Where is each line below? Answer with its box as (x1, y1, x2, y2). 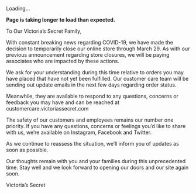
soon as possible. (6, 146, 49, 153)
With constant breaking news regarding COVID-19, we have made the (6, 39, 174, 46)
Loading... (6, 5, 30, 12)
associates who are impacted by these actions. (6, 58, 120, 64)
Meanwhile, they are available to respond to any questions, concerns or (6, 93, 178, 99)
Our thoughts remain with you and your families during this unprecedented (6, 158, 186, 164)
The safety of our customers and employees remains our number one (6, 116, 174, 123)
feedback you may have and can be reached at (6, 99, 120, 106)
